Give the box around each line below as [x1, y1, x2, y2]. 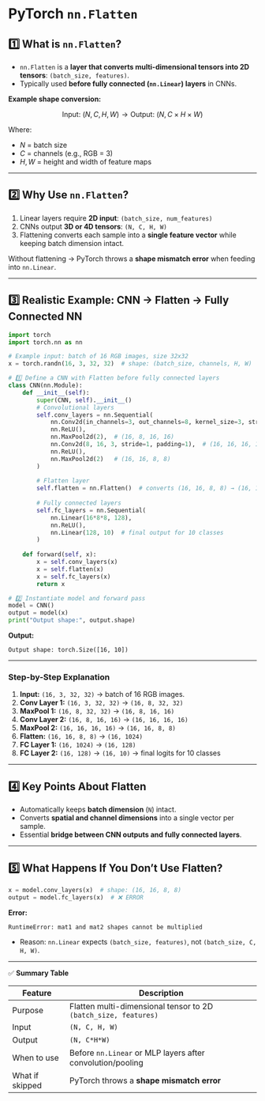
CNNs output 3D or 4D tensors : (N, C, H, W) [19, 221, 167, 231]
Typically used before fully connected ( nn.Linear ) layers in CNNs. [19, 79, 237, 88]
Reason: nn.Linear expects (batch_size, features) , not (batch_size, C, [19, 936, 257, 946]
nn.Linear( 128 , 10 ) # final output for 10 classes [50, 528, 224, 536]
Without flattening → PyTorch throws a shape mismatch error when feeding [8, 254, 256, 263]
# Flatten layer [36, 477, 90, 485]
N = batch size [19, 140, 68, 149]
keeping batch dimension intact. [19, 238, 125, 248]
